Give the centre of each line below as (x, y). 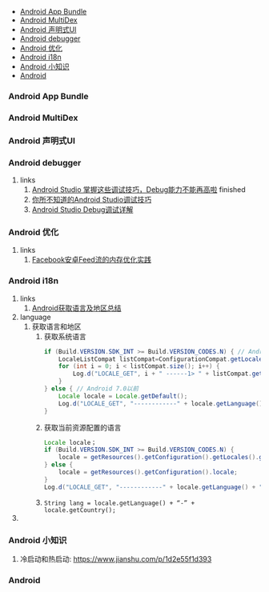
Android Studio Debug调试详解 (82, 210)
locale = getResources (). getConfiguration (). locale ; (149, 472)
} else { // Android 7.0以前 (91, 389)
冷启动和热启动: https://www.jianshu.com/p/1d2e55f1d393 (116, 558)
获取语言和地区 (56, 326)
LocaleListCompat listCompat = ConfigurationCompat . (145, 359)
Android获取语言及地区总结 (76, 308)
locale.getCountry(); (80, 510)
